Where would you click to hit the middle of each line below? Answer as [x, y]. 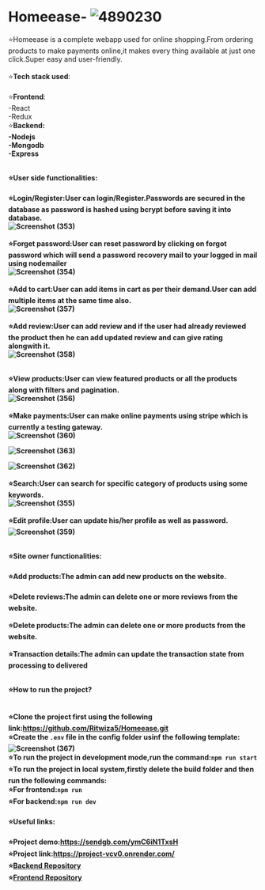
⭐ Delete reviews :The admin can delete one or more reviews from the [123, 596]
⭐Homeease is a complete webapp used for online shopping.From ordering [131, 39]
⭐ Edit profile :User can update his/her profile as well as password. [118, 520]
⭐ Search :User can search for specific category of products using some [128, 483]
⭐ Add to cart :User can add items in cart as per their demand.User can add [132, 289]
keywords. [26, 494]
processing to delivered [48, 665]
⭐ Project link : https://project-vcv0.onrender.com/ [92, 854]
